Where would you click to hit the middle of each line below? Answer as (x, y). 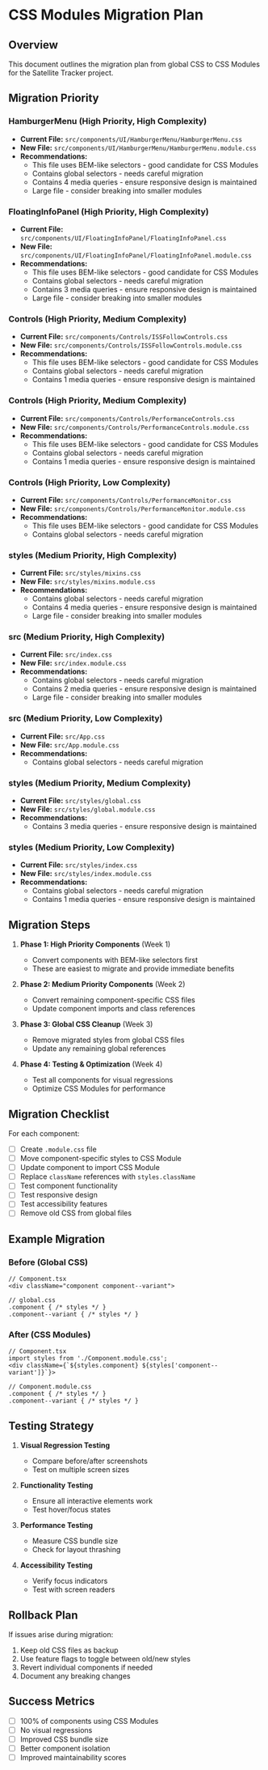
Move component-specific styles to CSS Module (100, 1159)
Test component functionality (69, 1186)
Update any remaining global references (99, 1049)
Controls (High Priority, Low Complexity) (90, 482)
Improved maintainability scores (73, 1758)
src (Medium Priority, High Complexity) (87, 637)
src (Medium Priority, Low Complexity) (86, 718)
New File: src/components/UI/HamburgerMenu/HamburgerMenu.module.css (138, 147)
